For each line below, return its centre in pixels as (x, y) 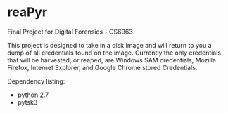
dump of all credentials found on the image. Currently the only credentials (114, 53)
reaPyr (27, 12)
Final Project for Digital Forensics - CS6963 (70, 32)
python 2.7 (33, 95)
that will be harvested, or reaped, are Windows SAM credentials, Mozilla (112, 60)
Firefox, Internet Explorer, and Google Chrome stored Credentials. (102, 67)
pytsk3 (27, 102)
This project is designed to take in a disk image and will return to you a (110, 45)
